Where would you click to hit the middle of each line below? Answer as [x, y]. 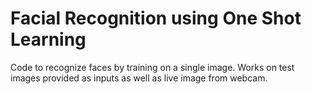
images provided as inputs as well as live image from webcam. [139, 78]
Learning [48, 39]
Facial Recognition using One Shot [156, 18]
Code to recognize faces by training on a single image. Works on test [152, 67]
